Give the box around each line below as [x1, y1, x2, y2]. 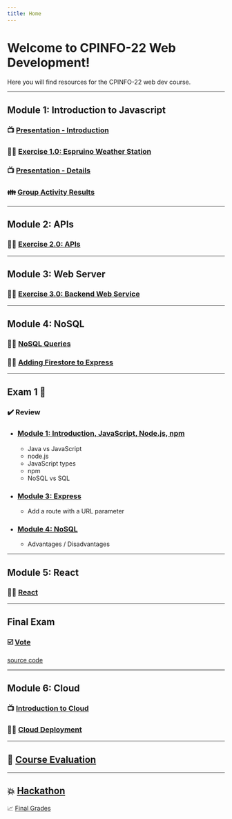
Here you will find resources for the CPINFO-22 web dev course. [7, 78, 191, 86]
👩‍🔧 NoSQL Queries [7, 339, 71, 349]
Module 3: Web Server [7, 268, 106, 281]
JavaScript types [27, 459, 76, 468]
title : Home [7, 10, 41, 17]
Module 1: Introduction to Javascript [7, 104, 166, 116]
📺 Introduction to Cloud [7, 703, 89, 713]
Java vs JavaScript [27, 444, 82, 452]
